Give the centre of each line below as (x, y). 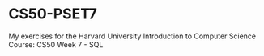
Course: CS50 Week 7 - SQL (56, 44)
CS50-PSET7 (53, 14)
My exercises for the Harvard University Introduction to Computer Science (132, 36)
